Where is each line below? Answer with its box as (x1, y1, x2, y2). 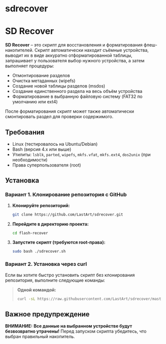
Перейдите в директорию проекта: (12, 221, 89, 227)
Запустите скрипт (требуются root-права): (12, 239, 106, 245)
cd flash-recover (12, 230, 48, 235)
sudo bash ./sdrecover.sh (12, 249, 66, 254)
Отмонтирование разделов (12, 73, 70, 79)
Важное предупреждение (5, 310, 90, 318)
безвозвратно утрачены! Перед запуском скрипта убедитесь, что (5, 328, 147, 334)
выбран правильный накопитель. (5, 334, 75, 340)
